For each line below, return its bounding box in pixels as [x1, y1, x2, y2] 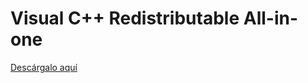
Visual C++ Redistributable [10, 7, 240, 30]
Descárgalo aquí [10, 61, 78, 73]
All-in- [243, 7, 299, 30]
